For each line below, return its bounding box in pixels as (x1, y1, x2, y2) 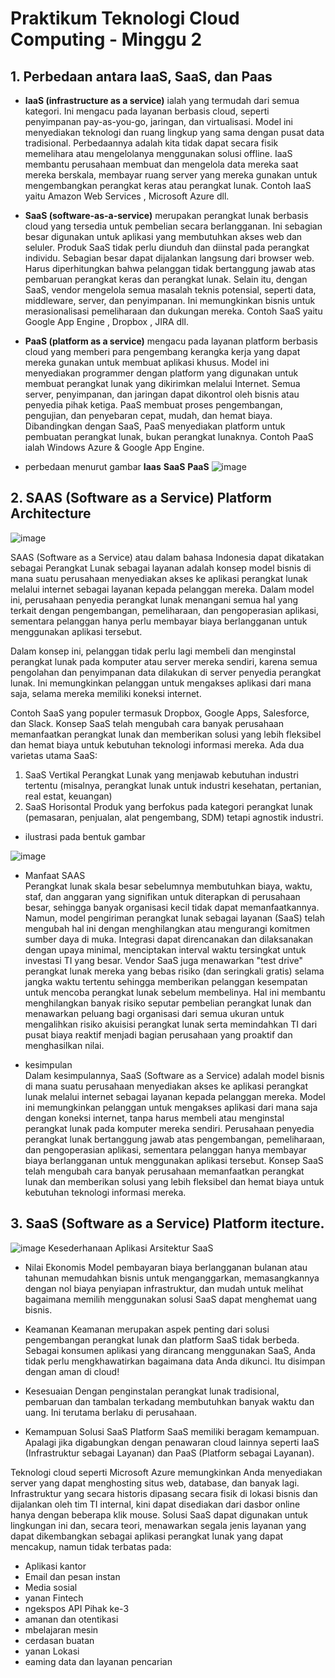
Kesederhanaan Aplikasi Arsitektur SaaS (48, 1242, 214, 1254)
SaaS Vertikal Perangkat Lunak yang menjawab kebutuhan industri (24, 768, 299, 781)
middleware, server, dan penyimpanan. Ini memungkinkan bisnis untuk (24, 295, 316, 306)
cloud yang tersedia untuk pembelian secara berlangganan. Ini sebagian (24, 220, 323, 232)
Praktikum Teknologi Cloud (10, 7, 240, 30)
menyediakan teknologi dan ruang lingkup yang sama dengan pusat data (24, 127, 325, 138)
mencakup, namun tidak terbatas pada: (10, 1540, 172, 1552)
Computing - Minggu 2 (10, 28, 203, 51)
